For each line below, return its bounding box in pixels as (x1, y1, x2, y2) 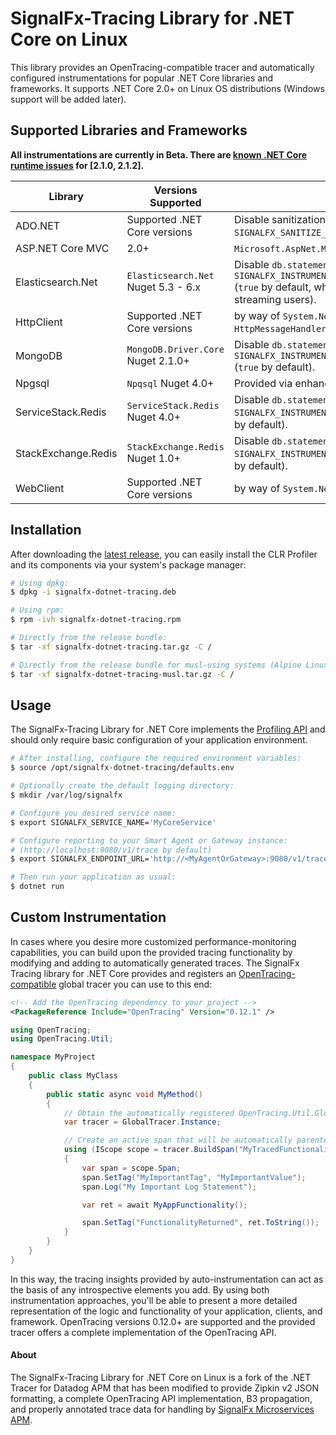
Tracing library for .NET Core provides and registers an (10, 967, 237, 979)
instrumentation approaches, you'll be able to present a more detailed (10, 1294, 298, 1306)
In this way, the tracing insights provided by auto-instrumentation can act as (10, 1273, 324, 1285)
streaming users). (233, 292, 317, 306)
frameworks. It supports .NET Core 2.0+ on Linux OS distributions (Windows (10, 82, 325, 94)
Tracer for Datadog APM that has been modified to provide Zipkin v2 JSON (10, 1382, 320, 1394)
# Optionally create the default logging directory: (10, 781, 235, 791)
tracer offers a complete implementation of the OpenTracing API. (10, 1326, 277, 1338)
